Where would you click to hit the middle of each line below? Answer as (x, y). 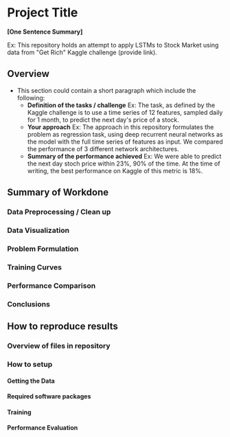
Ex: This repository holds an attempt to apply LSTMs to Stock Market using (113, 45)
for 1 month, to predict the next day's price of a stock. (103, 120)
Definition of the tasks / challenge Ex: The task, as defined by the (121, 105)
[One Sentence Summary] (45, 32)
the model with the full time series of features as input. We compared (125, 142)
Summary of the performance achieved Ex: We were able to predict (124, 156)
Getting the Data (31, 381)
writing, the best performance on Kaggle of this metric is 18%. (115, 170)
